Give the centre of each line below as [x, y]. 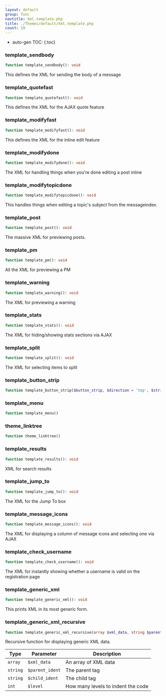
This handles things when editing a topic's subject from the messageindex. [81, 205]
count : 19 [15, 28]
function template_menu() [32, 414]
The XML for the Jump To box [36, 501]
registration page [23, 577]
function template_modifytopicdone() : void [51, 195]
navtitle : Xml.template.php [34, 19]
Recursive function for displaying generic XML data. [58, 642]
